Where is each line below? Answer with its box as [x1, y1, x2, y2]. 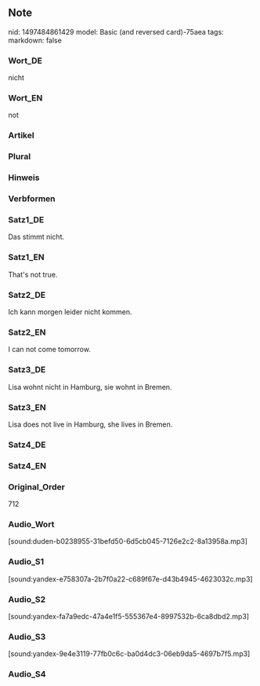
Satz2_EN [8, 326, 46, 337]
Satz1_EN [8, 251, 45, 262]
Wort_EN [8, 93, 43, 104]
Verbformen [8, 193, 56, 204]
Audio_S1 [8, 556, 45, 567]
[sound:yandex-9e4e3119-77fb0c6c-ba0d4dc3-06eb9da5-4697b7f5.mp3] [8, 649, 251, 658]
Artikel [8, 130, 34, 141]
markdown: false [8, 35, 63, 45]
